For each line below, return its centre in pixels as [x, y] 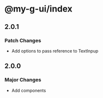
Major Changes [23, 80]
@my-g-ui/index [39, 9]
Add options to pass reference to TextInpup [55, 51]
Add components [29, 90]
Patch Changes [23, 41]
